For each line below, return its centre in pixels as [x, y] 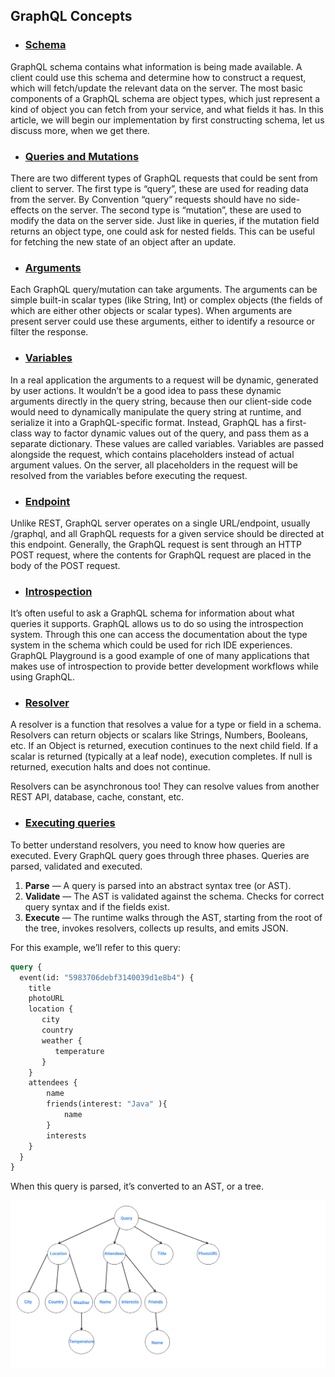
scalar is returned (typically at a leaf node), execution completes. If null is [161, 756]
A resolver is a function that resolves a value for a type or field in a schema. [166, 725]
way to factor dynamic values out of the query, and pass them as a [171, 433]
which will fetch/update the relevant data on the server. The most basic [157, 88]
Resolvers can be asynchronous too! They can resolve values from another [165, 786]
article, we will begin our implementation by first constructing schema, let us [167, 120]
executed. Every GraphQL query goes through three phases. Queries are [160, 855]
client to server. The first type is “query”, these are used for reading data [159, 188]
